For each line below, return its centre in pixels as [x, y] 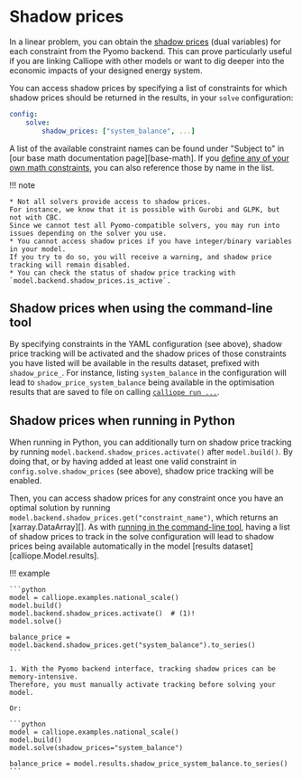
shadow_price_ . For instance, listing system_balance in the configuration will [148, 373]
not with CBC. [36, 217]
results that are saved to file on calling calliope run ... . [114, 392]
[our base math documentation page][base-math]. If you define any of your [150, 158]
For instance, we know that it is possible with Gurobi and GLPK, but [145, 210]
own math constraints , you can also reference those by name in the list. [142, 167]
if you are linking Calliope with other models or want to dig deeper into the [147, 61]
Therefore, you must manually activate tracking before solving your [143, 685]
